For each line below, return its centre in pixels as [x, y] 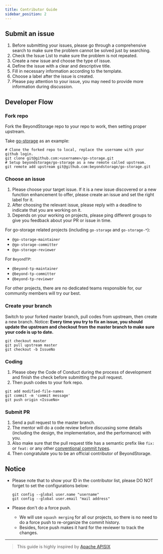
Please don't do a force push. [41, 508]
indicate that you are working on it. [47, 210]
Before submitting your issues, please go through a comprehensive [79, 45]
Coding [14, 361]
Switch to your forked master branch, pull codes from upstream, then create [81, 317]
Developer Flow [29, 102]
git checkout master [26, 341]
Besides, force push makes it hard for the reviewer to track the [82, 528]
